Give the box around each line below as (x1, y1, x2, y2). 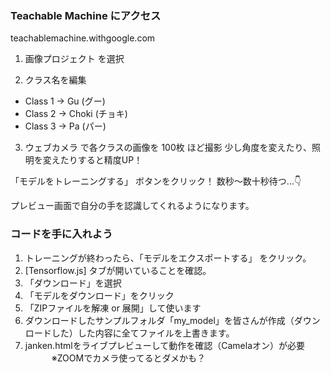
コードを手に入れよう (10, 227, 113, 241)
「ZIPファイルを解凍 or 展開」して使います (24, 302, 202, 314)
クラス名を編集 (24, 74, 87, 86)
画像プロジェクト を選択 (24, 53, 125, 65)
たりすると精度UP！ (59, 154, 143, 166)
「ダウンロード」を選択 (24, 277, 122, 289)
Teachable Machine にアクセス (10, 8, 162, 22)
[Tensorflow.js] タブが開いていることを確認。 (24, 264, 212, 276)
